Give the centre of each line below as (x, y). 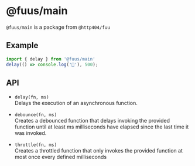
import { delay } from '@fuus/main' (51, 59)
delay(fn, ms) (32, 97)
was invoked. (30, 133)
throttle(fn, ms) (36, 145)
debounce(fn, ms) (36, 115)
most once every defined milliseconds (61, 157)
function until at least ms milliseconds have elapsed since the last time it (102, 127)
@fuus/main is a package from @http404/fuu (58, 27)
